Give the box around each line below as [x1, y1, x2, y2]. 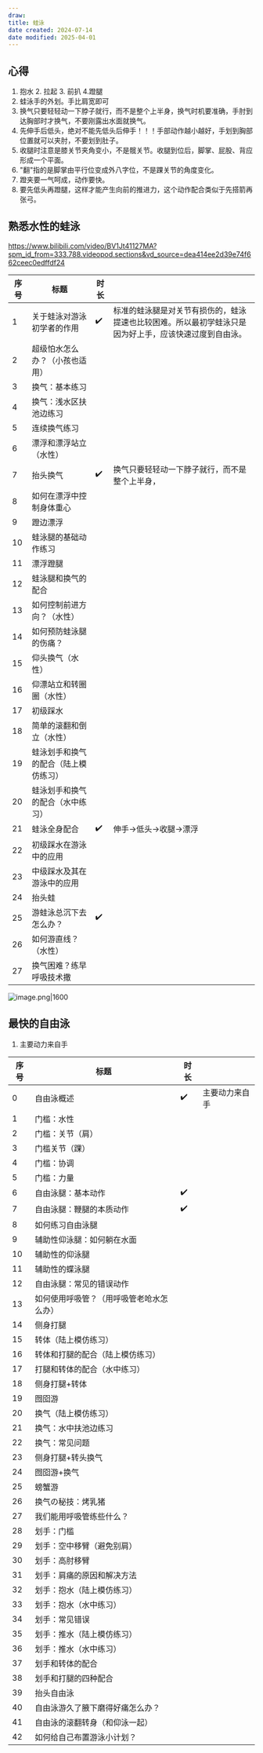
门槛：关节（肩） [34, 1128, 98, 1139]
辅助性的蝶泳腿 [34, 1263, 90, 1274]
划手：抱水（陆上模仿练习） [34, 1584, 137, 1595]
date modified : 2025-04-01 [8, 33, 96, 42]
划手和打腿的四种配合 [34, 1673, 113, 1684]
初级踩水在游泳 [31, 839, 88, 850]
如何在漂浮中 [31, 490, 80, 501]
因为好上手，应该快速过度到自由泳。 [113, 328, 247, 339]
